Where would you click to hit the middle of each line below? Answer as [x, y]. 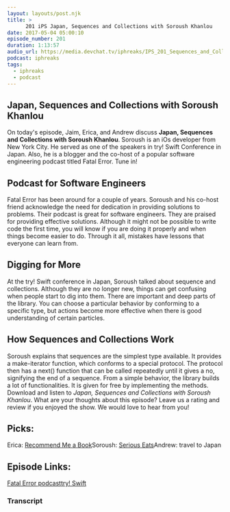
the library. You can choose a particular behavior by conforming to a [103, 303]
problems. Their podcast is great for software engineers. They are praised [112, 214]
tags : [15, 65]
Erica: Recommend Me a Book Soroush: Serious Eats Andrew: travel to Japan [114, 445]
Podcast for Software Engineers [77, 183]
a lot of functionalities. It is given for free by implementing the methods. [108, 385]
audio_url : [23, 52]
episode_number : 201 [37, 39]
